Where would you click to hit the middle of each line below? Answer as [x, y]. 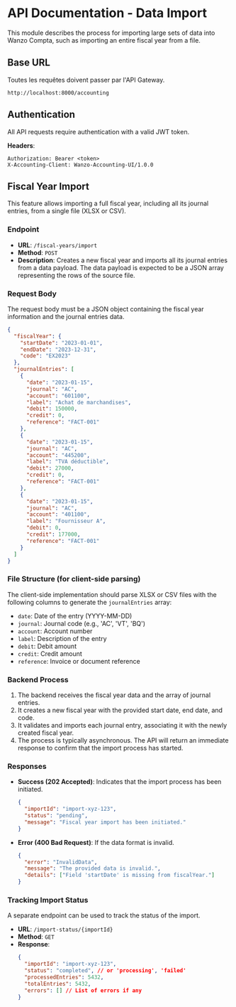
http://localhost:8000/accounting [58, 93]
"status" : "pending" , [56, 816]
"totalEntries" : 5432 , [58, 984]
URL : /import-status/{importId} [65, 930]
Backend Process [38, 679]
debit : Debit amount [47, 646]
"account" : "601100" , [58, 396]
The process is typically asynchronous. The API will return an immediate [123, 741]
